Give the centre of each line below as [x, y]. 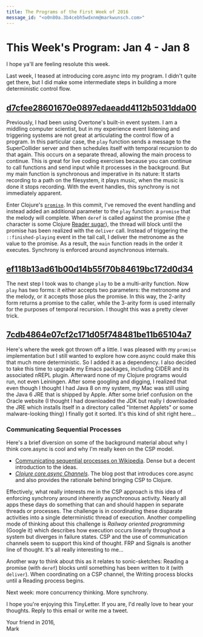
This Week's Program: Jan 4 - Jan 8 [98, 48]
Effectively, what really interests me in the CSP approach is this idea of [95, 492]
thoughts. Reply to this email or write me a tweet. [67, 611]
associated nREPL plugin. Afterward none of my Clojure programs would [96, 375]
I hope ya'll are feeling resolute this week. [58, 64]
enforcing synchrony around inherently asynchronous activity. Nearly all [96, 498]
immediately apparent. [34, 193]
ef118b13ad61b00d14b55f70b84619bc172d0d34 [100, 269]
